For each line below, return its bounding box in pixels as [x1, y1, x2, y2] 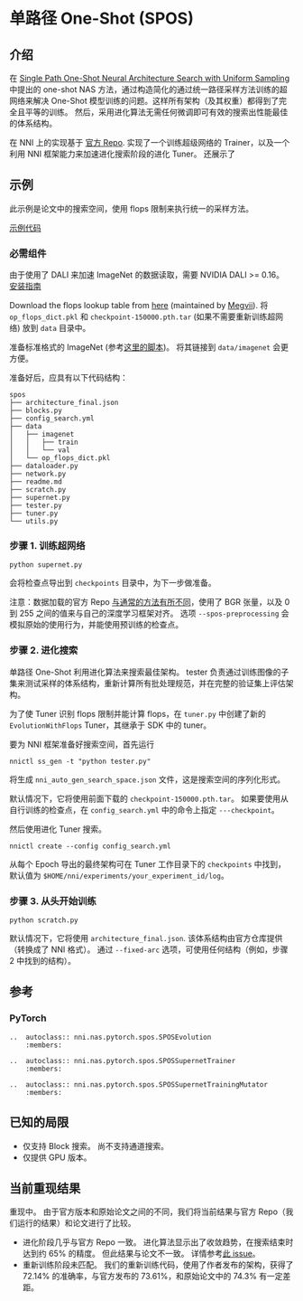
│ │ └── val [9, 446, 70, 455]
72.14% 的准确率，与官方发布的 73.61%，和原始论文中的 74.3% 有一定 [22, 1271, 283, 1282]
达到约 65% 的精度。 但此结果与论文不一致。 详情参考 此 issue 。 [22, 1249, 261, 1259]
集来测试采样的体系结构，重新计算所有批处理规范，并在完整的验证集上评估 [9, 677, 286, 688]
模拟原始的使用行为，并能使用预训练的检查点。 [9, 619, 183, 630]
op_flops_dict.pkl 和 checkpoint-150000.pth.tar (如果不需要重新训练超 [9, 311, 276, 322]
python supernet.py [9, 561, 83, 570]
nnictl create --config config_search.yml [9, 842, 171, 851]
